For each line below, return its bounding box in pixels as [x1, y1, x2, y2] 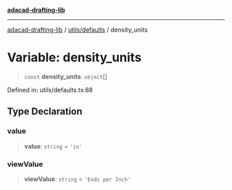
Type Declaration [7, 106, 83, 118]
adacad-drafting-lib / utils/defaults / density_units [7, 25, 148, 34]
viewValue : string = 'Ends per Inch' [23, 175, 131, 183]
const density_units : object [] [23, 72, 108, 81]
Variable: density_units [7, 50, 142, 65]
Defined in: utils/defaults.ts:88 [7, 85, 93, 94]
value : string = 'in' [23, 142, 83, 150]
